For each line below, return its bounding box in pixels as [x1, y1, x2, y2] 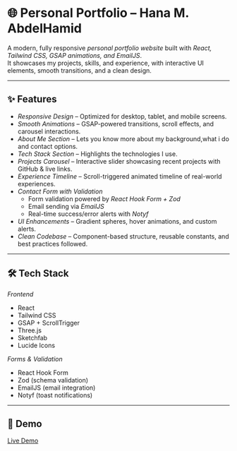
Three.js [17, 326, 42, 335]
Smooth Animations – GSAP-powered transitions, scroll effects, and [17, 119, 214, 128]
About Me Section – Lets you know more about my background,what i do [17, 134, 229, 143]
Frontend [7, 289, 34, 298]
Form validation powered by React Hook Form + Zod [28, 194, 181, 203]
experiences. [17, 179, 56, 188]
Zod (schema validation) [17, 375, 89, 384]
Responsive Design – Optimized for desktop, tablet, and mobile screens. [17, 112, 227, 121]
